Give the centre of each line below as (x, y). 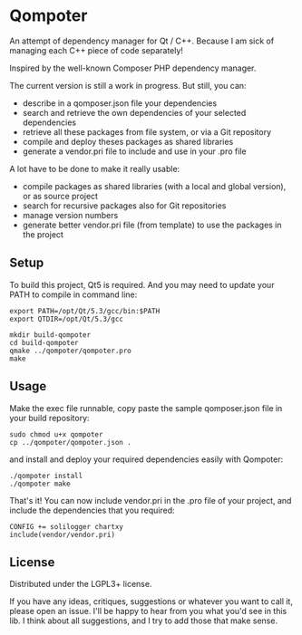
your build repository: (49, 418)
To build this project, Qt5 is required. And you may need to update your (142, 284)
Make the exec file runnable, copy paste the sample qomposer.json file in (146, 408)
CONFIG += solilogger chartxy (67, 526)
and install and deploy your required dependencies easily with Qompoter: (146, 459)
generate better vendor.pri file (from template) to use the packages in (152, 225)
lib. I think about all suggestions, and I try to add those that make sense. (144, 621)
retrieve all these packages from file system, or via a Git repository (147, 131)
